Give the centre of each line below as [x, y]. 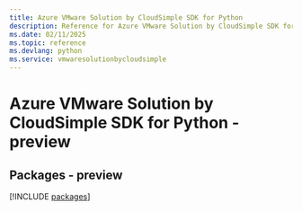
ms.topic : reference [48, 43]
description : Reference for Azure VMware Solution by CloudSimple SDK [144, 26]
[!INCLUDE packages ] [50, 197]
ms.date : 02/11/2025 [48, 34]
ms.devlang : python [46, 51]
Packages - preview [66, 175]
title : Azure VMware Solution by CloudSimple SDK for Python [126, 18]
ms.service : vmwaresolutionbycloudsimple [88, 59]
